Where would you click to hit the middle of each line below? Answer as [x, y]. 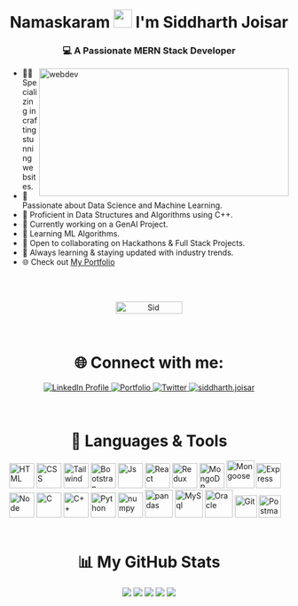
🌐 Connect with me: [149, 362]
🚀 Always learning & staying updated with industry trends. [128, 252]
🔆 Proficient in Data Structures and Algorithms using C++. [127, 215]
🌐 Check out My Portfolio [68, 262]
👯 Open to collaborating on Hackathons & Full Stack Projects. [133, 243]
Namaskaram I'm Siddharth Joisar [149, 23]
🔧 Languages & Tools [149, 441]
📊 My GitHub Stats [149, 562]
